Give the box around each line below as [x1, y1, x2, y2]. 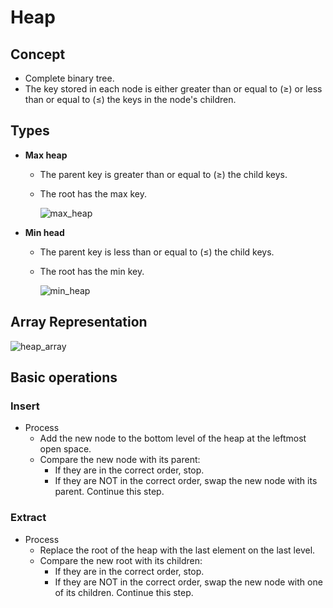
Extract [10, 511, 47, 525]
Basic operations [10, 369, 118, 386]
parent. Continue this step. [54, 486, 165, 498]
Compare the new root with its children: [39, 554, 203, 566]
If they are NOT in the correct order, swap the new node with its [54, 475, 318, 487]
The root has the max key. [39, 187, 148, 200]
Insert [10, 399, 40, 413]
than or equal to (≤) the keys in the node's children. [24, 94, 237, 105]
